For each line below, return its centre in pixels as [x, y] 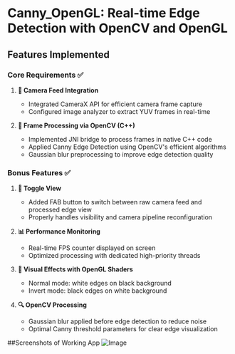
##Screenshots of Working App [54, 343]
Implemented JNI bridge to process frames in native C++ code [120, 139]
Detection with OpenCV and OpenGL [117, 28]
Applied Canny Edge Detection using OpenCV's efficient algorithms [127, 147]
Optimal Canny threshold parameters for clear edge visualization [123, 329]
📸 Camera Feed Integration [58, 90]
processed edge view [60, 210]
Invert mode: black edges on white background [98, 291]
